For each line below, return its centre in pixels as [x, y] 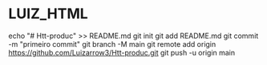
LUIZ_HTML [48, 14]
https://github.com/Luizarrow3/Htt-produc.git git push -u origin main [122, 52]
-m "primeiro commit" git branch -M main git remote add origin [112, 44]
